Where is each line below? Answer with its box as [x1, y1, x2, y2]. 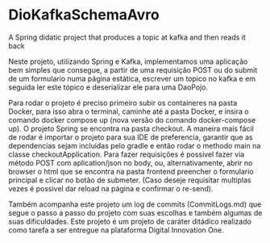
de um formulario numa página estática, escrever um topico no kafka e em [8, 73, 256, 83]
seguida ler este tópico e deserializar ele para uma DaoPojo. [8, 82, 208, 92]
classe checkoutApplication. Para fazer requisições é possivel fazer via [8, 149, 245, 159]
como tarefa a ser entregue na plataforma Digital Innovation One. [8, 224, 224, 235]
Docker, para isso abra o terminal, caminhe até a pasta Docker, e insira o [8, 107, 249, 116]
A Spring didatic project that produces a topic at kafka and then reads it [8, 32, 246, 42]
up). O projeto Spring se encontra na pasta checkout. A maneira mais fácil [8, 124, 254, 133]
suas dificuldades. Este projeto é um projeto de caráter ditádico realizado [8, 216, 252, 226]
